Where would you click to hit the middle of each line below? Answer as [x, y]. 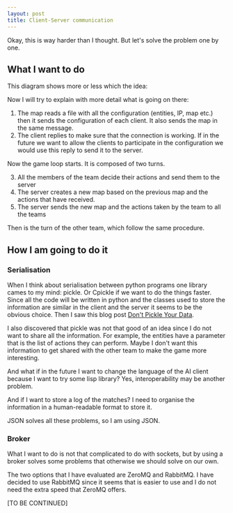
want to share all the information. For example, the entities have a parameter [116, 335]
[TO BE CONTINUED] [38, 503]
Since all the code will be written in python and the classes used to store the [116, 300]
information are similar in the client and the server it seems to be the [105, 307]
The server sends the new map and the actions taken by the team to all [119, 207]
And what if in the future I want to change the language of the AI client [108, 371]
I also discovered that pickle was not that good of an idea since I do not [110, 328]
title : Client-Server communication [60, 20]
